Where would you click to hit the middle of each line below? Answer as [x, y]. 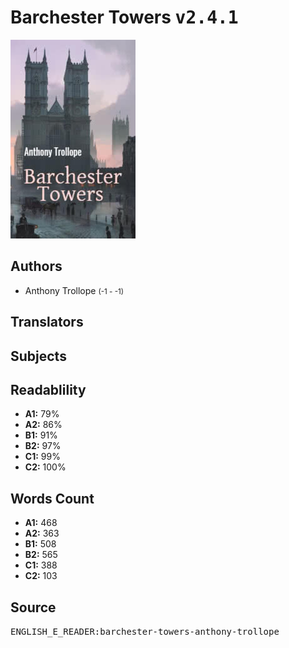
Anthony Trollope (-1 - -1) [74, 290]
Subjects [38, 356]
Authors [36, 266]
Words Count [52, 498]
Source [33, 607]
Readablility [48, 389]
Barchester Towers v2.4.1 [124, 17]
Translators [47, 322]
